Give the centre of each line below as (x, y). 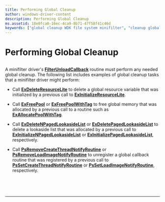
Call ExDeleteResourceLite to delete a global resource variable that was (85, 89)
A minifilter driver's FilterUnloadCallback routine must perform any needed (82, 69)
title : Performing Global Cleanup (41, 10)
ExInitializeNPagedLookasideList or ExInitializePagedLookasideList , (83, 135)
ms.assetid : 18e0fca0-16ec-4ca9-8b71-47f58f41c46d (58, 23)
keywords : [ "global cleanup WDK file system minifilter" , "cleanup (76, 28)
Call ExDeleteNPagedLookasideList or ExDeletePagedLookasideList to (85, 124)
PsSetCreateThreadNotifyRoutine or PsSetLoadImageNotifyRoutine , (83, 165)
